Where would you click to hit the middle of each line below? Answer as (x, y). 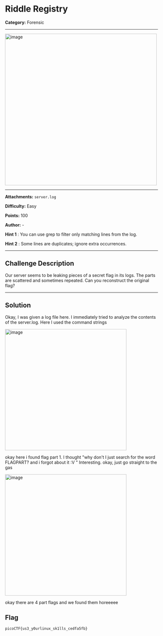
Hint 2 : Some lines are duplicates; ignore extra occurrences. (66, 244)
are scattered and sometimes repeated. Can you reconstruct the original (77, 280)
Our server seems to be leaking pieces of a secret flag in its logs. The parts (80, 275)
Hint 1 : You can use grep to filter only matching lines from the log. (71, 234)
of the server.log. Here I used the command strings (56, 322)
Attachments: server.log (31, 196)
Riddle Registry (36, 9)
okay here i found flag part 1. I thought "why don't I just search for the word (80, 457)
